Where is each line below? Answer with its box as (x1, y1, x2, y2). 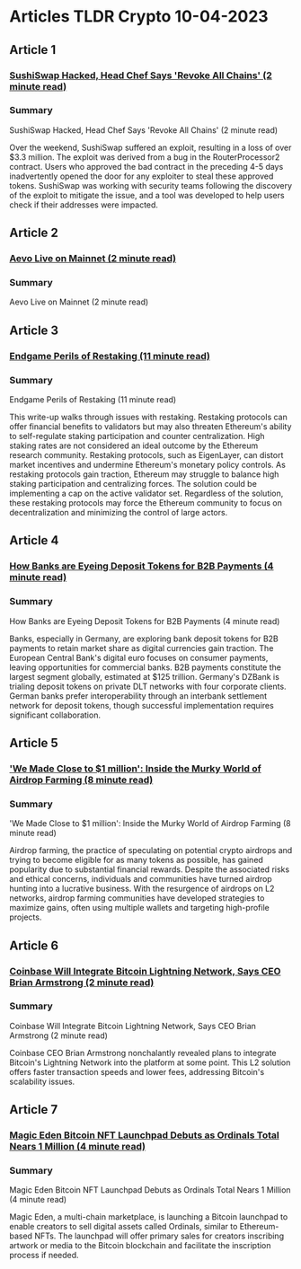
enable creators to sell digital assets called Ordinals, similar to (9, 1221, 238, 1232)
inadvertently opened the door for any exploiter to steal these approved (9, 171, 274, 181)
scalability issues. (9, 1076, 75, 1087)
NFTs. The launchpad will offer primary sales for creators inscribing (34, 1230, 285, 1241)
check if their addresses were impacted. (9, 199, 159, 210)
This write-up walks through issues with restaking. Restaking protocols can (9, 411, 288, 423)
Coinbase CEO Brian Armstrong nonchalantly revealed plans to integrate (9, 1047, 277, 1058)
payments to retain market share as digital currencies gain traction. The (9, 642, 274, 653)
